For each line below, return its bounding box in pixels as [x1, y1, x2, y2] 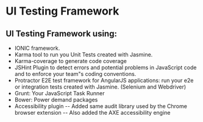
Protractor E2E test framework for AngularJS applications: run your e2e [14, 77, 194, 84]
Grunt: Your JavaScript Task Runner [14, 90, 105, 97]
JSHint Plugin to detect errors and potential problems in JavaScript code [14, 64, 197, 71]
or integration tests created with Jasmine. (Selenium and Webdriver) [14, 83, 187, 90]
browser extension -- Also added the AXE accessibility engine [14, 109, 171, 116]
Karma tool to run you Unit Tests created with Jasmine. [14, 51, 153, 58]
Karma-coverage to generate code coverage [14, 58, 127, 64]
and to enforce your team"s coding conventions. [14, 70, 137, 77]
